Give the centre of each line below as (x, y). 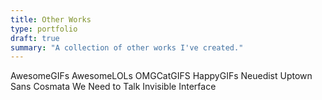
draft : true (35, 38)
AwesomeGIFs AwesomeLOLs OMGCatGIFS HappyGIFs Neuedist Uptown (161, 76)
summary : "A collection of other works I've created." (127, 47)
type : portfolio (44, 29)
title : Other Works (51, 19)
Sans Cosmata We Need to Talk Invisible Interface (113, 87)
